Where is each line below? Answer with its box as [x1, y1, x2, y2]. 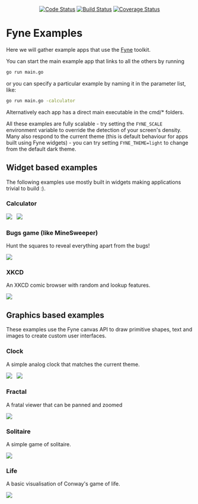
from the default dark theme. [6, 145, 76, 152]
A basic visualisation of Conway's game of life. [6, 480, 120, 487]
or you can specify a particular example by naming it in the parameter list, [6, 80, 186, 87]
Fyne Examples [6, 27, 83, 40]
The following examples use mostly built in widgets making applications [6, 179, 181, 186]
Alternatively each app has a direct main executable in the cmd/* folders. [6, 108, 185, 115]
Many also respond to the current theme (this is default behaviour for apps [6, 133, 189, 140]
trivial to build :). [6, 184, 46, 192]
